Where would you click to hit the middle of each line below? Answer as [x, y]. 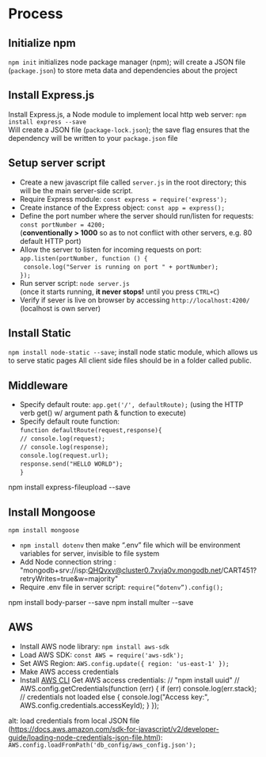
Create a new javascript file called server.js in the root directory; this [133, 182]
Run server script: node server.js [74, 283]
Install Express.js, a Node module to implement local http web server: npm [127, 114]
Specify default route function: [70, 421]
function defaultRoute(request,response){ [91, 431]
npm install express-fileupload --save [69, 487]
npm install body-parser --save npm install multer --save [101, 603]
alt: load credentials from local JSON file [74, 721]
